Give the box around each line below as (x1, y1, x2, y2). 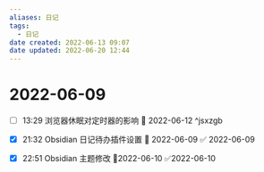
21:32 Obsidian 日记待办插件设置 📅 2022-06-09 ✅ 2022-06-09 (21, 135, 255, 145)
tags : (9, 21, 30, 30)
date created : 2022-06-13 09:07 (9, 37, 130, 47)
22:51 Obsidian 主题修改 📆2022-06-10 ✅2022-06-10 (21, 153, 217, 164)
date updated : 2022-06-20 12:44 (9, 46, 130, 55)
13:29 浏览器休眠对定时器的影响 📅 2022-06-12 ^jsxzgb (21, 115, 224, 126)
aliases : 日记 (9, 12, 60, 22)
